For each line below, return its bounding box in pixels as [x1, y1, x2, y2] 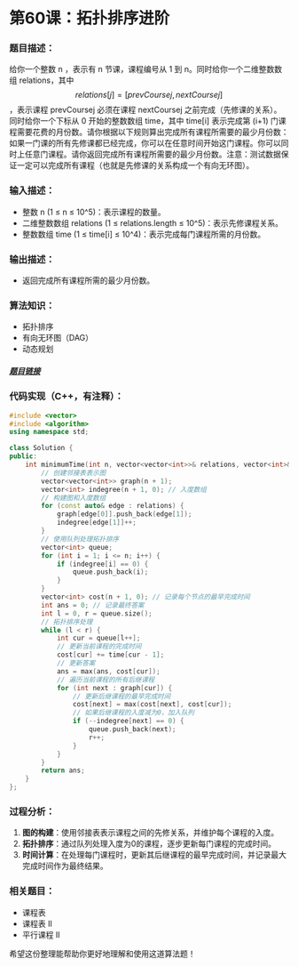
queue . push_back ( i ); [72, 568, 149, 576]
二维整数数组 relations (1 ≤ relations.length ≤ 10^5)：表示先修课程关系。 [21, 217, 284, 228]
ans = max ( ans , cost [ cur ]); [56, 666, 161, 676]
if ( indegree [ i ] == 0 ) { [56, 560, 149, 568]
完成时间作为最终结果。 [21, 860, 108, 872]
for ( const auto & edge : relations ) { [41, 502, 184, 511]
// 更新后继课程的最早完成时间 [72, 691, 171, 701]
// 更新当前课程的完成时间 [56, 642, 142, 651]
